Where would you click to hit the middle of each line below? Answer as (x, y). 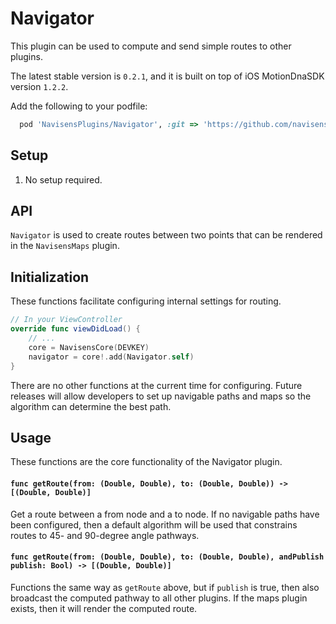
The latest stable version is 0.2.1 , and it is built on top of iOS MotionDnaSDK (167, 76)
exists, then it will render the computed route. (104, 608)
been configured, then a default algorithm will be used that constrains (154, 524)
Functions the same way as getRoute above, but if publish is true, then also (165, 587)
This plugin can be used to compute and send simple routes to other (151, 46)
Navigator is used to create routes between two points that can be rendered (166, 235)
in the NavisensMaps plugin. (65, 246)
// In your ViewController (66, 320)
